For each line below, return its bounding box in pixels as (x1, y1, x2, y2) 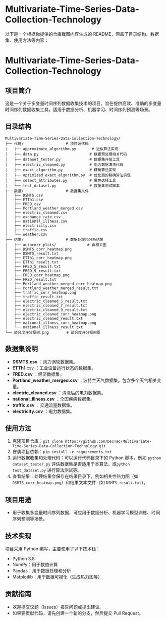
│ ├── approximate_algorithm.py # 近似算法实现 (5, 146, 118, 152)
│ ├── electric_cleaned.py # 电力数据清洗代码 (5, 162, 124, 167)
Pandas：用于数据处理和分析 (12, 568, 71, 573)
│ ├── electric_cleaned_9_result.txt (5, 307, 88, 312)
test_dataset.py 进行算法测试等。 (12, 467, 82, 473)
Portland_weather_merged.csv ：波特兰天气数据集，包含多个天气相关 (12, 377, 157, 383)
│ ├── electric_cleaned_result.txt (5, 316, 83, 321)
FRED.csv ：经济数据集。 (12, 371, 64, 377)
